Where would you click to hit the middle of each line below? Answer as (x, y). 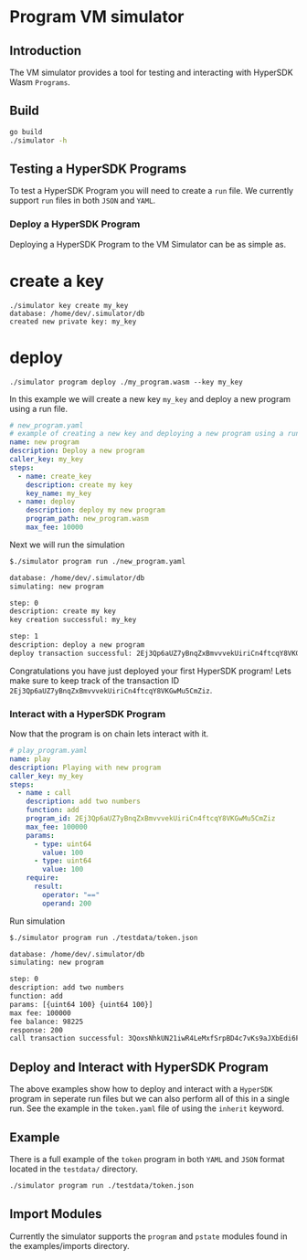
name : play (30, 759)
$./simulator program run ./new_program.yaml (97, 561)
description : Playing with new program (85, 768)
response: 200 (37, 1030)
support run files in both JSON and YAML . (83, 201)
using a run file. (39, 408)
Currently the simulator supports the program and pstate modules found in (148, 1236)
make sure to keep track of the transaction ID (95, 680)
